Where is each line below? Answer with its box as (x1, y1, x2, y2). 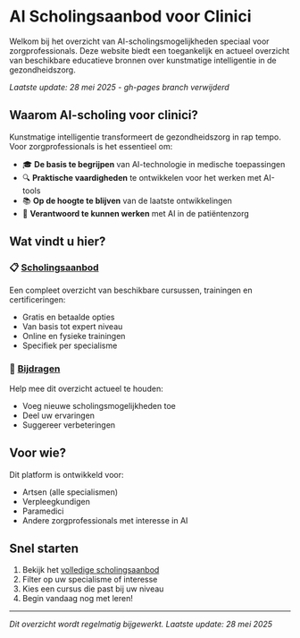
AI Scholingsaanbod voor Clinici (9, 6, 252, 27)
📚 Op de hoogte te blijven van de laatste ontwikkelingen (21, 195, 232, 206)
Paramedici (21, 506, 64, 516)
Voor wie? (9, 446, 67, 461)
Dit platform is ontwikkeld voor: (9, 469, 124, 480)
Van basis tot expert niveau (21, 321, 123, 332)
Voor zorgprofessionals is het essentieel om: (9, 140, 173, 151)
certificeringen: (9, 294, 66, 305)
